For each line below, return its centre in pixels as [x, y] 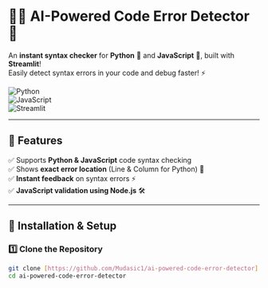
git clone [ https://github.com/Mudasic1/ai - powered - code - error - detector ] [134, 269]
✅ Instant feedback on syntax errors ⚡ [72, 178]
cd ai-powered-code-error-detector [67, 276]
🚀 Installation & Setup [63, 226]
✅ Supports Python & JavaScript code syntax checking [100, 160]
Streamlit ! [25, 64]
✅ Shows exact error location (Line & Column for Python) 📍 [106, 169]
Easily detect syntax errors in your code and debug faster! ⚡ [107, 73]
